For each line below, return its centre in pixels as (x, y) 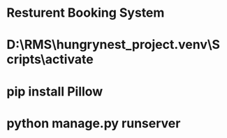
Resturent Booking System (86, 13)
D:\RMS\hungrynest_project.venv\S (113, 45)
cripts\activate (50, 60)
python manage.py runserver (94, 123)
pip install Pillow (55, 91)
